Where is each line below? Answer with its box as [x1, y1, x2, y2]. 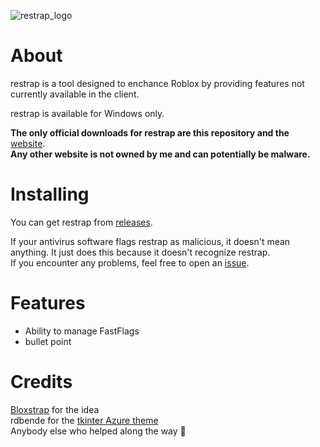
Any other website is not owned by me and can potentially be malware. [10, 148, 311, 160]
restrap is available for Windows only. [10, 107, 165, 119]
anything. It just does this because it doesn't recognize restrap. [10, 246, 271, 258]
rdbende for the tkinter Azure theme [10, 414, 159, 426]
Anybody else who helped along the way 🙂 [10, 425, 187, 437]
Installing [10, 183, 90, 206]
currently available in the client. [10, 88, 140, 100]
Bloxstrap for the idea [10, 403, 100, 415]
